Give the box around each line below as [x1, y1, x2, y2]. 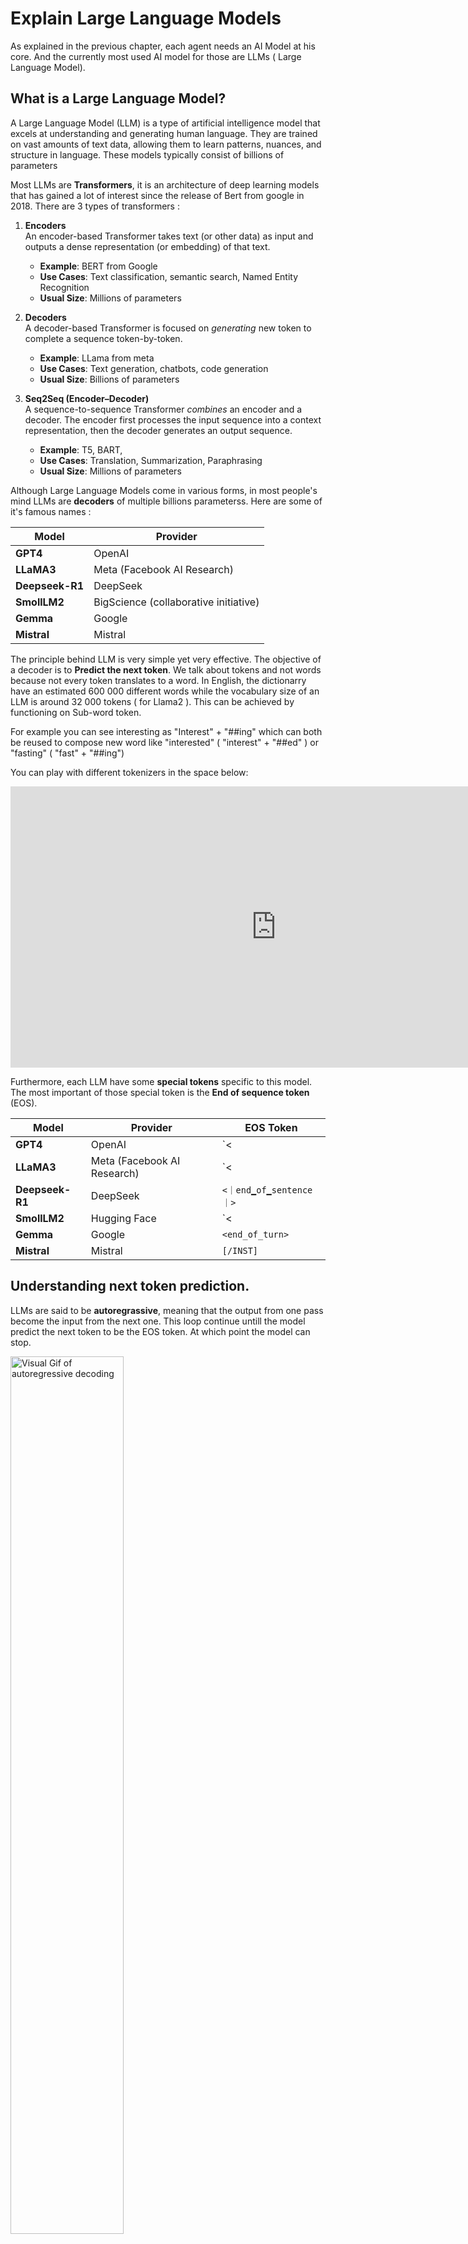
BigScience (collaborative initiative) [93, 595, 260, 609]
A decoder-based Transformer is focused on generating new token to [24, 322, 312, 334]
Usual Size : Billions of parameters [39, 373, 180, 385]
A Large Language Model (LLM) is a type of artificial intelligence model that [10, 117, 321, 129]
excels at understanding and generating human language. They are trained [10, 127, 318, 139]
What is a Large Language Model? [10, 90, 227, 107]
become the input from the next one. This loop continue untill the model [10, 1315, 306, 1327]
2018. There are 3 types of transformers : [10, 200, 180, 212]
